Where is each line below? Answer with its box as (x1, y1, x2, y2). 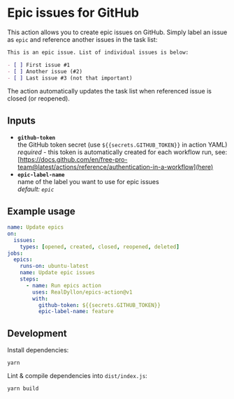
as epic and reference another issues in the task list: (7, 35, 158, 43)
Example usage (7, 205, 75, 217)
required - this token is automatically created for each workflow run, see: (17, 148, 228, 156)
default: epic (17, 185, 54, 193)
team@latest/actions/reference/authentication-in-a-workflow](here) (17, 163, 214, 172)
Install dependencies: (7, 346, 69, 354)
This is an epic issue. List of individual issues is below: (7, 49, 189, 56)
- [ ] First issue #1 (7, 61, 71, 68)
